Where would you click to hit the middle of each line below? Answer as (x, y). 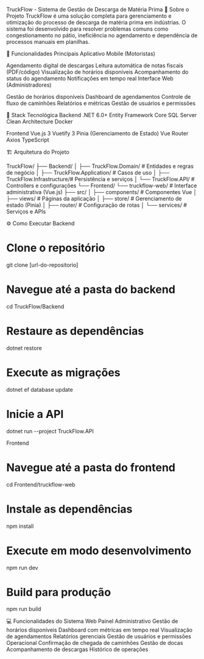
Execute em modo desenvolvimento (99, 551)
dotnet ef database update (40, 389)
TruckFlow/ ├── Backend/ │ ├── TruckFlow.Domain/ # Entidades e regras (100, 166)
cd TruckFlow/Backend (35, 306)
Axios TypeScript (28, 140)
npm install (20, 526)
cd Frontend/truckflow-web (41, 484)
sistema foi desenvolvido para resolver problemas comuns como (87, 29)
